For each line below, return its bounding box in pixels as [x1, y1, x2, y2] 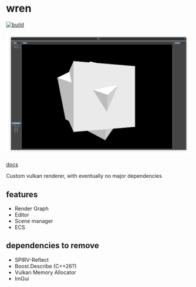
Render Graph [14, 205, 49, 212]
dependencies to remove [6, 241, 99, 251]
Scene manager [14, 217, 53, 224]
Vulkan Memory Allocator [14, 269, 76, 276]
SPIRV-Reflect [14, 256, 49, 263]
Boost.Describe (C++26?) [14, 262, 77, 269]
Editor [14, 211, 29, 218]
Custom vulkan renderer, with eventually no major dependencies [6, 173, 163, 180]
